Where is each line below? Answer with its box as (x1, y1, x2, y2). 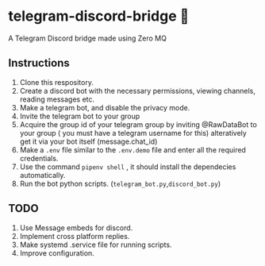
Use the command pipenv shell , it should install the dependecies (19, 162, 236, 172)
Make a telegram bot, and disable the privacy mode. (19, 102, 190, 112)
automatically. (19, 170, 66, 179)
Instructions (8, 56, 70, 70)
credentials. (19, 153, 59, 163)
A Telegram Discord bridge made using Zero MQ (8, 33, 167, 43)
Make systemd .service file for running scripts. (19, 240, 172, 249)
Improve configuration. (19, 248, 95, 257)
